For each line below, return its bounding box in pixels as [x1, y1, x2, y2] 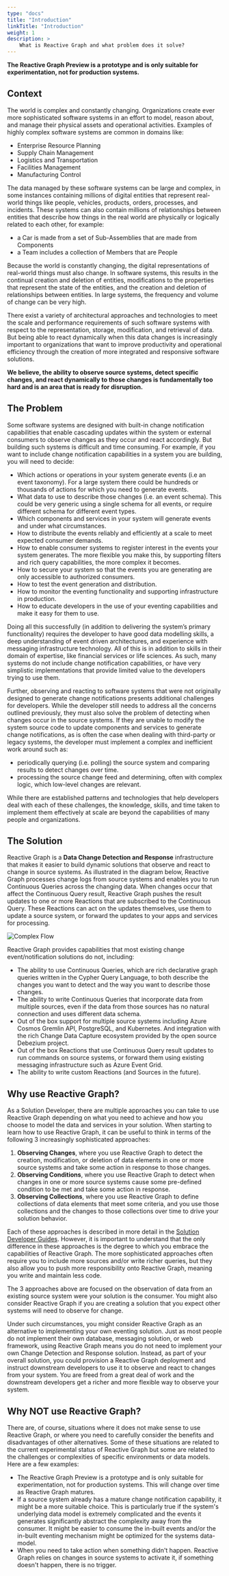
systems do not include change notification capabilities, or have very [7, 659, 201, 667]
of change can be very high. [7, 298, 87, 306]
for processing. [7, 919, 50, 927]
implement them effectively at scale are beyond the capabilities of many [7, 808, 210, 816]
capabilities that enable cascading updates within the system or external [7, 428, 211, 436]
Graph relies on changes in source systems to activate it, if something [16, 1553, 214, 1562]
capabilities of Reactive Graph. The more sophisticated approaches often [7, 1249, 213, 1258]
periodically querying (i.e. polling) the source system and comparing [16, 758, 210, 766]
